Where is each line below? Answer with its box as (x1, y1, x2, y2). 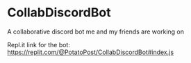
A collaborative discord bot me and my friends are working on (7, 27, 184, 36)
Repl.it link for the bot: (7, 40, 71, 49)
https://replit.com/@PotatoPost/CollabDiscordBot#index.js (7, 48, 174, 56)
